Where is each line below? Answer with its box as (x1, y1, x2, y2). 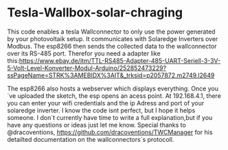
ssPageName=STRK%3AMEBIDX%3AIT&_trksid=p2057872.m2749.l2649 (7, 71, 215, 79)
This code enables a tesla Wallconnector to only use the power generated (7, 27, 216, 36)
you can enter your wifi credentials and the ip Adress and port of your (7, 99, 205, 107)
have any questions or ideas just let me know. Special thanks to (7, 121, 187, 129)
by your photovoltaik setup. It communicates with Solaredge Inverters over (7, 34, 218, 42)
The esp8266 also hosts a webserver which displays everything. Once (7, 84, 207, 92)
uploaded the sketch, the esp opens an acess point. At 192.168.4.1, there (17, 91, 222, 100)
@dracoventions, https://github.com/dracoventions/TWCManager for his (7, 128, 213, 136)
